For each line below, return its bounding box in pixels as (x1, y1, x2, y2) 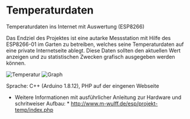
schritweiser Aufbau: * (14, 100, 70, 107)
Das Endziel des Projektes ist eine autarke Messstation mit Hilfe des (6, 34, 171, 41)
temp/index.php (14, 106, 54, 113)
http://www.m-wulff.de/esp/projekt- (70, 100, 158, 107)
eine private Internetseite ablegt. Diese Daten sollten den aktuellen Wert (6, 47, 181, 54)
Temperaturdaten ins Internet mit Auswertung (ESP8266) (6, 23, 145, 30)
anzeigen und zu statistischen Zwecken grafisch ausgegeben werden (6, 53, 175, 60)
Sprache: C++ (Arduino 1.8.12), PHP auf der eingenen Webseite (6, 82, 159, 89)
